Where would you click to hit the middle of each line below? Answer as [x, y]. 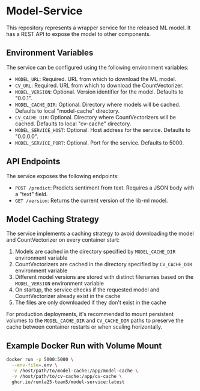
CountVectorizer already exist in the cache [68, 296]
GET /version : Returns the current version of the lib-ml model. [91, 200]
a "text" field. [31, 194]
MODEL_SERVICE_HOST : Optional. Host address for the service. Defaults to [103, 130]
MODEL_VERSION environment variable [59, 284]
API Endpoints [33, 162]
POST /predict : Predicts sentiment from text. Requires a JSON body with [105, 188]
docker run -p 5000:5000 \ [40, 360]
